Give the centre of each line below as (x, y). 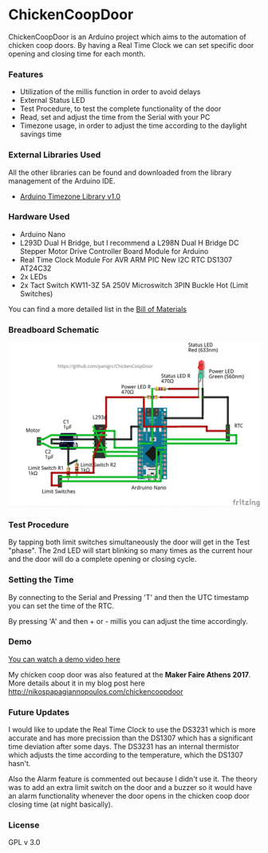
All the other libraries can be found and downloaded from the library (120, 172)
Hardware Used (39, 217)
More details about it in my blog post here (77, 683)
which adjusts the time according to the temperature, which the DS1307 (126, 755)
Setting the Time (41, 580)
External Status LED (52, 101)
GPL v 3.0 (24, 843)
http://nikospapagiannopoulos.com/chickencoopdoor (96, 691)
